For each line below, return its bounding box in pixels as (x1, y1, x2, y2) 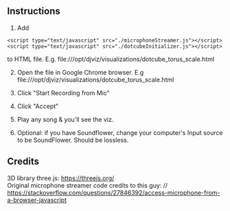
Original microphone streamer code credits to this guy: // (7, 181, 168, 189)
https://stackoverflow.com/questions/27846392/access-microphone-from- (7, 188, 220, 197)
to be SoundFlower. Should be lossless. (16, 136, 129, 144)
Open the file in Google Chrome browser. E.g (16, 68, 144, 76)
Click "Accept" (16, 102, 59, 110)
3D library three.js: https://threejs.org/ (7, 174, 115, 182)
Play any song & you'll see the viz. (16, 115, 114, 123)
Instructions (7, 5, 60, 17)
